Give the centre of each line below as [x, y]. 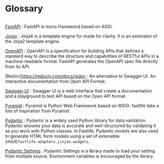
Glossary [24, 9]
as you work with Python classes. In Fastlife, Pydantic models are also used [82, 131]
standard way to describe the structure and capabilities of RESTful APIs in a [82, 56]
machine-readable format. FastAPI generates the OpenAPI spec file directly [82, 61]
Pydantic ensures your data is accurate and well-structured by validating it [81, 126]
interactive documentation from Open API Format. [56, 81]
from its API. [18, 66]
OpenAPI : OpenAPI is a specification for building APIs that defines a [74, 51]
